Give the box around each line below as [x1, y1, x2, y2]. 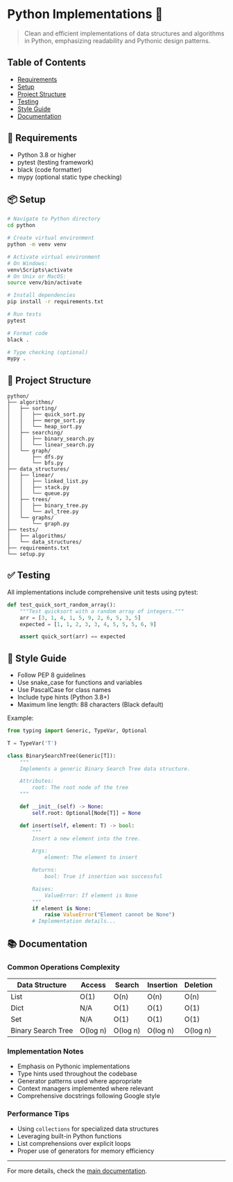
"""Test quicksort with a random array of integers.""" [19, 607, 185, 615]
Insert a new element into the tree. [32, 835, 141, 842]
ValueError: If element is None [44, 892, 138, 899]
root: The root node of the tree [32, 784, 129, 791]
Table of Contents [7, 57, 87, 69]
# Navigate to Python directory [7, 215, 101, 223]
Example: [7, 714, 34, 723]
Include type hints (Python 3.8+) [17, 693, 110, 702]
